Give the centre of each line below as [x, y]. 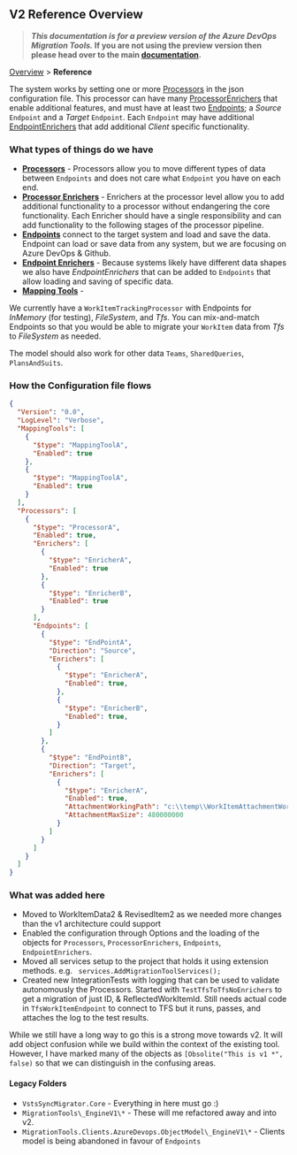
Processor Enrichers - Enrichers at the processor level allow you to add [153, 197]
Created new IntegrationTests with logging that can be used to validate [151, 980]
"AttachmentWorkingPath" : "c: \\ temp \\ [136, 807]
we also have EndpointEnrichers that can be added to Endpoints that [146, 272]
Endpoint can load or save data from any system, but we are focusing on [154, 244]
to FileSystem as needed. [55, 336]
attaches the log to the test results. [85, 1018]
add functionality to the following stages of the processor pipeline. [143, 226]
